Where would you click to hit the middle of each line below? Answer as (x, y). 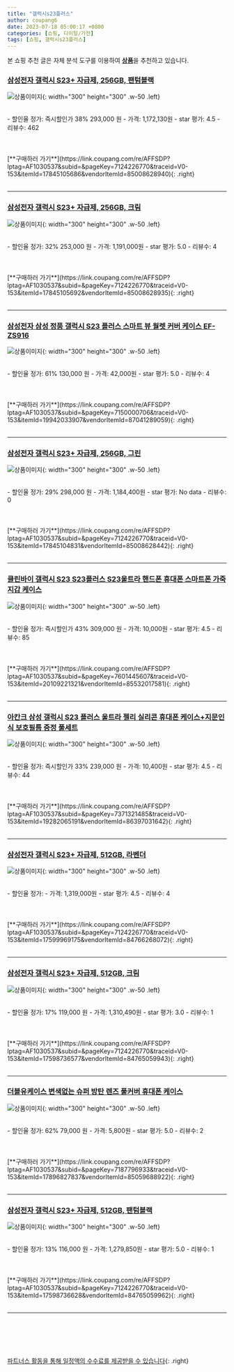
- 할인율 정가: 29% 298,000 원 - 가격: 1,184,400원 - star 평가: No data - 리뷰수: (117, 492)
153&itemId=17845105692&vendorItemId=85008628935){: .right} (101, 293)
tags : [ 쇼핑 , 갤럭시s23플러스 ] (47, 40)
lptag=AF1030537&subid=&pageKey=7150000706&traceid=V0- (98, 412)
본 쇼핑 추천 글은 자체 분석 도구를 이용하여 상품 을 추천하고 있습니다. (98, 61)
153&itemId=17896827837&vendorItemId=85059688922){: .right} (101, 1177)
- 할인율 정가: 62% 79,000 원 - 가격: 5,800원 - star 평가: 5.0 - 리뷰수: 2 (106, 1130)
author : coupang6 (32, 20)
